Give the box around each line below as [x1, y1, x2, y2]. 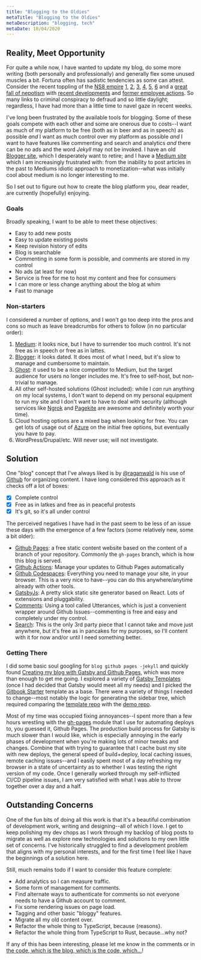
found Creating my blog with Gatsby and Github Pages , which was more [6, 668, 184, 675]
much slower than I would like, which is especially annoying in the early [6, 731, 183, 739]
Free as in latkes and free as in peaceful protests [14, 500, 136, 508]
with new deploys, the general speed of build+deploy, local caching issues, [6, 750, 193, 758]
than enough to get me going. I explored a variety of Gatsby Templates [6, 675, 181, 682]
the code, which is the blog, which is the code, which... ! [6, 947, 144, 954]
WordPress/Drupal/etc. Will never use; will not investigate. [14, 436, 159, 443]
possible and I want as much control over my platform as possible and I [6, 133, 183, 140]
